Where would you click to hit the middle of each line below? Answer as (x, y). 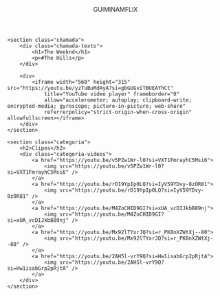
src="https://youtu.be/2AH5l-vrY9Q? (112, 262)
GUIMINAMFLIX (115, 9)
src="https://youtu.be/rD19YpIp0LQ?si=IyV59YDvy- (132, 190)
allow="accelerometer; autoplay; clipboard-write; (118, 100)
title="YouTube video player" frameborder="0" (112, 94)
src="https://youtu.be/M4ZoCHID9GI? (112, 214)
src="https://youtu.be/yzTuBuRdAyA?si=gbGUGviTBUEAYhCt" (90, 88)
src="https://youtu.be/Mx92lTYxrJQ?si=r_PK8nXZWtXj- (136, 238)
